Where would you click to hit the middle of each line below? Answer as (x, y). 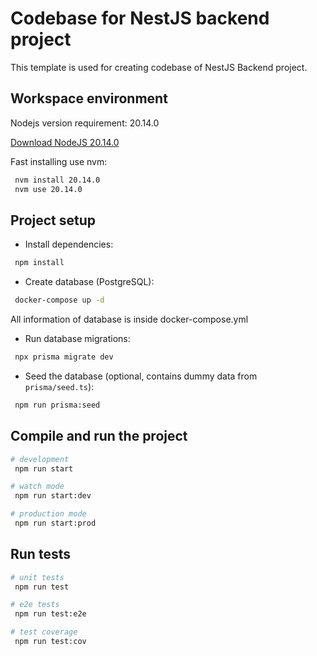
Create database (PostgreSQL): (89, 282)
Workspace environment (89, 98)
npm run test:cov (50, 642)
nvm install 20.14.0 (57, 180)
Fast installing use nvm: (59, 161)
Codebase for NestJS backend (140, 18)
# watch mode (37, 487)
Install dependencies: (69, 244)
